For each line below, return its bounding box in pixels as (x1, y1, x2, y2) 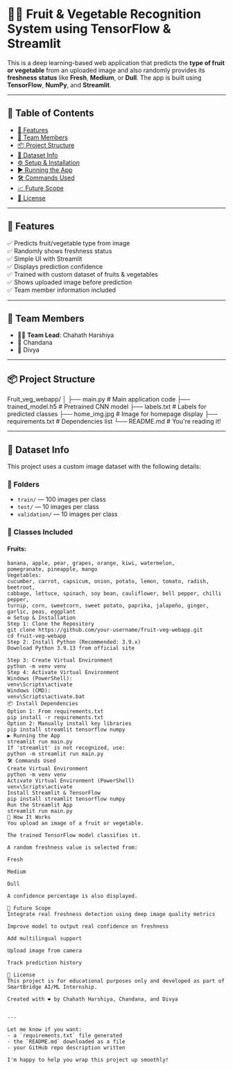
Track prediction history (7, 960, 82, 967)
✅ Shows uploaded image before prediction (7, 277, 132, 286)
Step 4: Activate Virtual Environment (7, 669, 119, 676)
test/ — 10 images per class (17, 503, 99, 511)
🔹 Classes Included (7, 527, 74, 537)
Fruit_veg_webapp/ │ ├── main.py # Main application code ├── (7, 395, 191, 404)
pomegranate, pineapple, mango (7, 566, 98, 573)
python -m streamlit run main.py (7, 750, 104, 758)
